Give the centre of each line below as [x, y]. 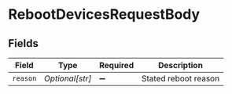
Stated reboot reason [180, 78]
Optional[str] [68, 78]
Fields [24, 43]
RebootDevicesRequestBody [104, 14]
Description [180, 65]
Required [117, 65]
